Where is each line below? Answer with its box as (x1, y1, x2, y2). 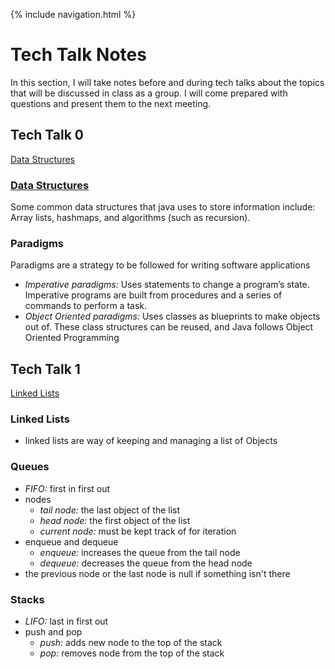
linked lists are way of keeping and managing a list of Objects (24, 435, 278, 447)
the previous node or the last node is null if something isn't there (24, 567, 291, 579)
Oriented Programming (24, 332, 120, 344)
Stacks (10, 592, 45, 606)
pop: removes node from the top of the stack (39, 647, 225, 659)
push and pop (24, 626, 83, 638)
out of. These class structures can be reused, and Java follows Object (24, 321, 314, 333)
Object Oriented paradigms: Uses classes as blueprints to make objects (24, 310, 321, 323)
